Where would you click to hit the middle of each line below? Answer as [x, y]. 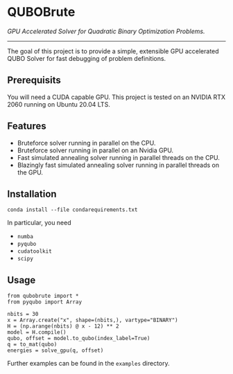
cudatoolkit [34, 251]
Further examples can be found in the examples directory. [88, 364]
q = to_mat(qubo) [32, 345]
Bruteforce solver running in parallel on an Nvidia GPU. [95, 150]
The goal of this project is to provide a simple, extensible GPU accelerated [113, 51]
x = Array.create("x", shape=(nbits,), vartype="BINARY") [93, 320]
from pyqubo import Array [44, 302]
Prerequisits [34, 80]
